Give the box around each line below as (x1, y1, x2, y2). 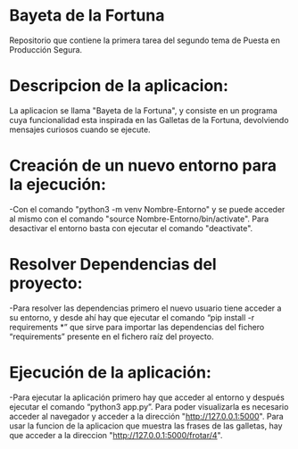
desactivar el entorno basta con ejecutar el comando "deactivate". (9, 222, 253, 233)
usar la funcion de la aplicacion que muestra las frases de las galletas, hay (9, 420, 283, 431)
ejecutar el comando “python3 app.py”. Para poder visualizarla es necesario (9, 401, 289, 412)
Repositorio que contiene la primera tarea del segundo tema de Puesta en (9, 35, 281, 46)
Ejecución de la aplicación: (9, 362, 212, 382)
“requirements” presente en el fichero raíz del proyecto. (9, 331, 214, 342)
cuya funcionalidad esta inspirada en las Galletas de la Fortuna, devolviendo (9, 114, 289, 125)
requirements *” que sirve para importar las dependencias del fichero (9, 321, 265, 332)
